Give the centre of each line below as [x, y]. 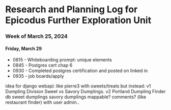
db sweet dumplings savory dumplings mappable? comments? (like [76, 97]
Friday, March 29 [24, 48]
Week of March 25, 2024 [36, 36]
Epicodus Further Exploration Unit [78, 20]
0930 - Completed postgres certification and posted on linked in [80, 71]
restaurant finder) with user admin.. [42, 102]
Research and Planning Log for [72, 9]
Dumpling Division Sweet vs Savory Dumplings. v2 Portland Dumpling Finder [85, 92]
